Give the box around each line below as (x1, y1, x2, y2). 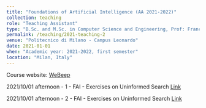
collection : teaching (6, 15, 62, 21)
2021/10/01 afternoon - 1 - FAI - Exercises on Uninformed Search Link (6, 83, 181, 90)
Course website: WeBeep (6, 71, 71, 78)
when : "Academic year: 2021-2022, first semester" (6, 49, 139, 55)
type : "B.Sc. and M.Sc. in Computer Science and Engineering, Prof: (6, 26, 185, 32)
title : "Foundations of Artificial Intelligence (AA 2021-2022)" (6, 9, 177, 15)
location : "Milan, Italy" (6, 54, 72, 60)
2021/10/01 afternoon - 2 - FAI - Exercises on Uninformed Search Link (6, 95, 182, 102)
